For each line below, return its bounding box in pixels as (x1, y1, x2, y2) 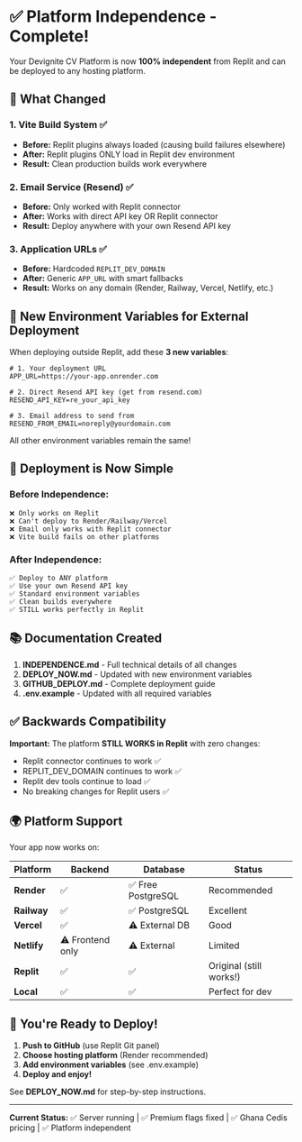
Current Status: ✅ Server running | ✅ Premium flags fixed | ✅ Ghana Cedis (9, 1112, 288, 1123)
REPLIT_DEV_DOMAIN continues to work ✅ (22, 765, 182, 776)
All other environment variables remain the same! (9, 435, 191, 446)
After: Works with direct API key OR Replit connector (22, 210, 218, 222)
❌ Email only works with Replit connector (9, 525, 173, 534)
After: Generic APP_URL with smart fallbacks (22, 273, 184, 284)
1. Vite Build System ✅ (9, 119, 108, 132)
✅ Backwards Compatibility (9, 714, 167, 729)
